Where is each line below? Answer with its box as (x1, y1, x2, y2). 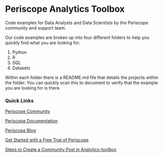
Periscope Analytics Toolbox (5, 3, 125, 15)
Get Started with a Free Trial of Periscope (5, 137, 89, 143)
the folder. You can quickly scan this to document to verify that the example (5, 80, 158, 86)
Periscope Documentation (5, 118, 58, 124)
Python (12, 49, 27, 55)
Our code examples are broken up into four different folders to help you (5, 34, 150, 40)
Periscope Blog (5, 127, 36, 133)
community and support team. (5, 25, 66, 31)
